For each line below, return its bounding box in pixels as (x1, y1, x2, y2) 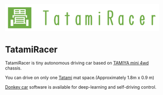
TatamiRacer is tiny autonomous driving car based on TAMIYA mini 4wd (5, 60, 149, 66)
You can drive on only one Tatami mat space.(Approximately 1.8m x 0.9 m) (5, 75, 155, 81)
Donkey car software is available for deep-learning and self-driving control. (5, 84, 157, 90)
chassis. (5, 65, 22, 71)
